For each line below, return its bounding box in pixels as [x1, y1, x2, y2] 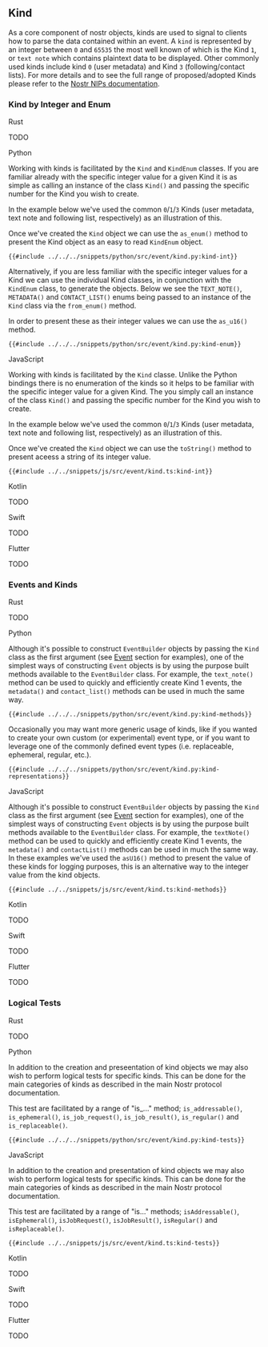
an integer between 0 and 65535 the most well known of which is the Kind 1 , [8, 44, 257, 54]
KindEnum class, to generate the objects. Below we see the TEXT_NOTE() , [8, 284, 242, 293]
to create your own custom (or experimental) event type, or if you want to [8, 733, 250, 743]
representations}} [8, 772, 70, 780]
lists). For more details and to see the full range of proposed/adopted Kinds [8, 70, 257, 79]
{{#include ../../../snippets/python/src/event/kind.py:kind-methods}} [8, 711, 252, 719]
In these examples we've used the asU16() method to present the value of [8, 853, 252, 863]
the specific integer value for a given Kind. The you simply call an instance [8, 387, 254, 397]
